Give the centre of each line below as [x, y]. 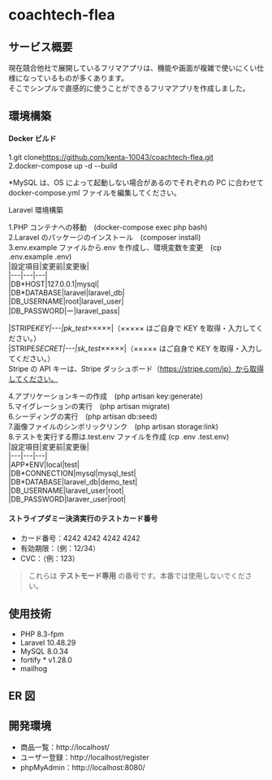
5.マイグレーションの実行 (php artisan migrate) [89, 406]
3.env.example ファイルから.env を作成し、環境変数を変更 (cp [115, 247]
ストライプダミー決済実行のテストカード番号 [83, 519]
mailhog [33, 668]
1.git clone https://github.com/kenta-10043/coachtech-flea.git [111, 157]
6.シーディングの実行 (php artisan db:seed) [83, 416]
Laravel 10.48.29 [48, 642]
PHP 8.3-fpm [42, 634]
